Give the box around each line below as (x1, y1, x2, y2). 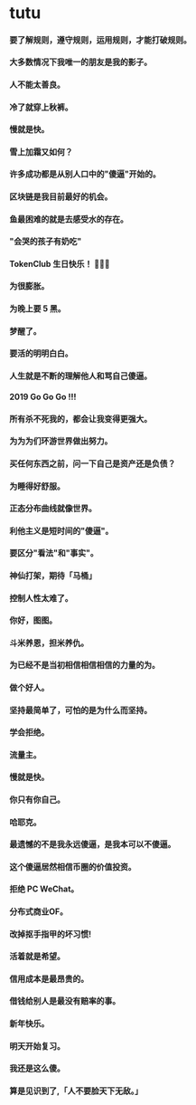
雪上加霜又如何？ (9, 146, 73, 157)
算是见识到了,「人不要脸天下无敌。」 (9, 1085, 143, 1096)
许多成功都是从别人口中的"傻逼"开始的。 (9, 168, 161, 179)
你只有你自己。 (9, 794, 65, 805)
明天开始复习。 (9, 1040, 65, 1052)
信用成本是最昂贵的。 (9, 973, 89, 984)
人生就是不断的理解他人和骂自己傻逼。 (9, 370, 152, 381)
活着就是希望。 (9, 951, 65, 962)
